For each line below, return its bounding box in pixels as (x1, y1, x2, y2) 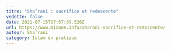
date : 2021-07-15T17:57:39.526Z (6, 19, 85, 25)
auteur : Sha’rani (6, 30, 48, 36)
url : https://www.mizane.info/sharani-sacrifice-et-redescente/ (6, 24, 166, 30)
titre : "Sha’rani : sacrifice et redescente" (6, 8, 118, 14)
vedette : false (6, 14, 43, 20)
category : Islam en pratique (6, 35, 77, 41)
